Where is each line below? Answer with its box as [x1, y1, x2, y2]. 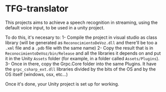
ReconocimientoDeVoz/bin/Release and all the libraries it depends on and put [5, 50, 161, 56]
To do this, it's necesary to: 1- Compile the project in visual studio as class [5, 34, 158, 40]
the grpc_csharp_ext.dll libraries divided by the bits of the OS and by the [5, 66, 156, 72]
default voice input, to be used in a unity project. [5, 24, 105, 30]
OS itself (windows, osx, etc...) [5, 71, 68, 77]
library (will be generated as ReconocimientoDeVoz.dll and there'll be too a [5, 39, 158, 45]
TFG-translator [5, 3, 69, 14]
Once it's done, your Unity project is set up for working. [5, 81, 120, 87]
